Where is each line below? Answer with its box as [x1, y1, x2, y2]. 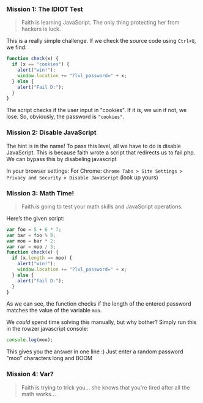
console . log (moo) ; [6, 337, 53, 343]
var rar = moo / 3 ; [6, 244, 56, 250]
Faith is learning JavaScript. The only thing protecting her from [21, 19, 180, 26]
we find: [6, 43, 27, 51]
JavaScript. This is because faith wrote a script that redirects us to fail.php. [6, 149, 196, 156]
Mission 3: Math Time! [6, 189, 75, 197]
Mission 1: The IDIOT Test [6, 5, 84, 13]
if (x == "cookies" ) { [12, 61, 70, 67]
